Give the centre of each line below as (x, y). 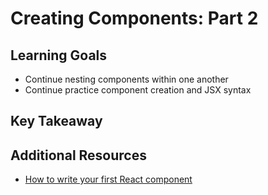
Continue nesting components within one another (126, 79)
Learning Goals (59, 55)
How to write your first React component (108, 179)
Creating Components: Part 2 (134, 18)
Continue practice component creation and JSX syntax (138, 90)
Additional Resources (78, 155)
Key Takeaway (56, 121)
